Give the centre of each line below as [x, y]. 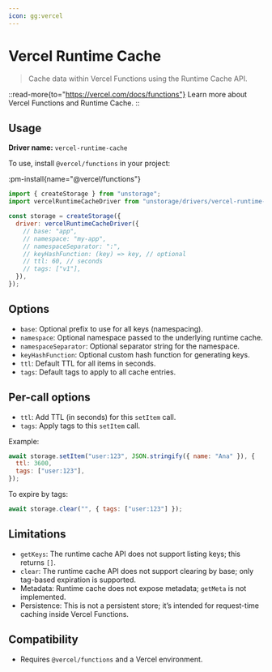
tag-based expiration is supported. [78, 580]
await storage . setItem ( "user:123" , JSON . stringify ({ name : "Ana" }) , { [132, 456]
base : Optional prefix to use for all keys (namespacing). [112, 328]
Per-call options [49, 398]
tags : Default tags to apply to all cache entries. [98, 372]
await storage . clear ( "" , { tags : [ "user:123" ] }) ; [96, 509]
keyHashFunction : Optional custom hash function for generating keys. [135, 354]
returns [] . [38, 562]
